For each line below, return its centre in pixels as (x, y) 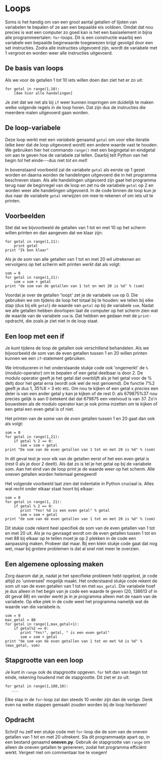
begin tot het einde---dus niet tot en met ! (46, 160)
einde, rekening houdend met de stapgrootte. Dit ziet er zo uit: (67, 677)
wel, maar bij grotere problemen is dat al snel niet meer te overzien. (72, 549)
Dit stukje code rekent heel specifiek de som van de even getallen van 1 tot (80, 528)
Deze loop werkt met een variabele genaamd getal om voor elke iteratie (77, 140)
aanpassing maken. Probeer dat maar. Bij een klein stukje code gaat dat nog (81, 543)
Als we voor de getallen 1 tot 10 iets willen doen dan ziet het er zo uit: (74, 80)
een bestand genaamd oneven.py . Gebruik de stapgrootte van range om (78, 742)
